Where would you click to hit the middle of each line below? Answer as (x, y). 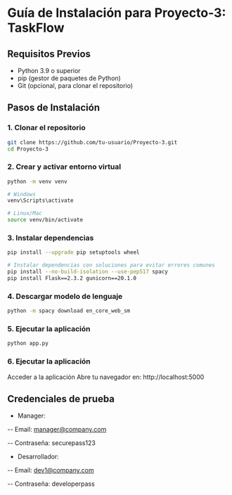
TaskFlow (36, 28)
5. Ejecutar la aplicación (49, 329)
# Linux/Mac (25, 213)
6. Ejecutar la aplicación (49, 361)
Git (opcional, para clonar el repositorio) (75, 85)
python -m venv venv (38, 181)
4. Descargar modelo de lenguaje (65, 296)
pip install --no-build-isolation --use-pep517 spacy (88, 272)
